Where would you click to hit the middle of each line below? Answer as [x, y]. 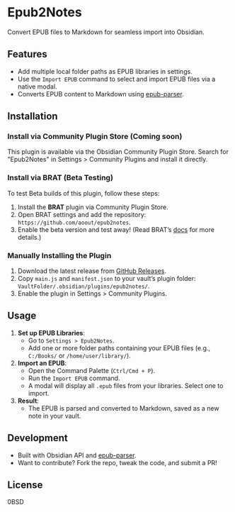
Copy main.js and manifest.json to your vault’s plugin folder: [107, 279]
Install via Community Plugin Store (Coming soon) [95, 137]
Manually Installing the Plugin [59, 255]
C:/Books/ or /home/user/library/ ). [79, 355]
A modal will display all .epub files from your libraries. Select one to [126, 385]
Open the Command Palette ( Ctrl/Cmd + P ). [92, 370]
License [25, 485]
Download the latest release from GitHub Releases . [92, 271]
